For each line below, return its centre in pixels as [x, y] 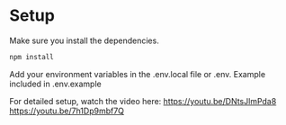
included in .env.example [55, 84]
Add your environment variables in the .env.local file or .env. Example [138, 74]
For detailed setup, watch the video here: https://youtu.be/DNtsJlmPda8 [143, 101]
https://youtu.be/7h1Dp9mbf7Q [67, 111]
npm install [31, 57]
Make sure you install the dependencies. [84, 40]
